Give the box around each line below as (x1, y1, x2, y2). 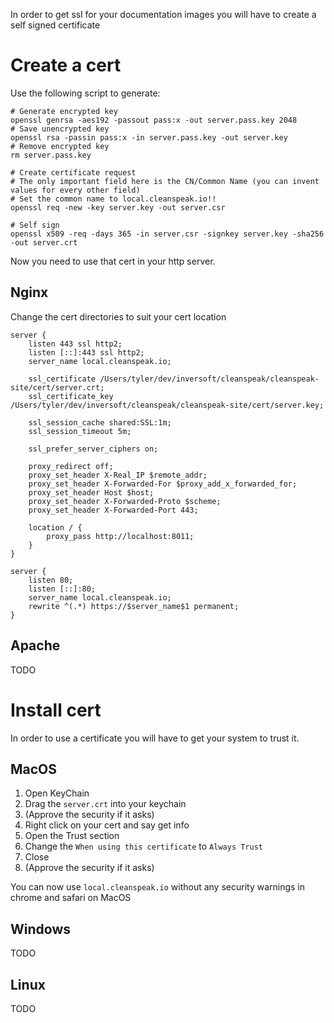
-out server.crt (10, 237, 78, 248)
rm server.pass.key (10, 150, 92, 160)
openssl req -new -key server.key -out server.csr (10, 202, 226, 213)
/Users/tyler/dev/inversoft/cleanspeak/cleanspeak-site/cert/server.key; (10, 400, 325, 410)
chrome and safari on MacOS (10, 892, 132, 904)
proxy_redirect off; (28, 461, 114, 471)
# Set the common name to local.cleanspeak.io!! (10, 194, 217, 204)
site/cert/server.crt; (10, 382, 105, 393)
